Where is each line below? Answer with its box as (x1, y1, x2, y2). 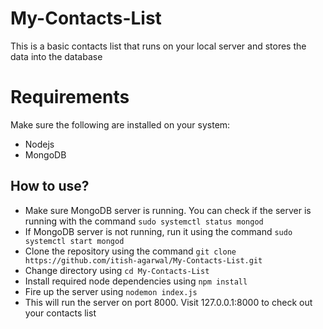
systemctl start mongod (24, 236, 125, 246)
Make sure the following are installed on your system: (10, 118, 231, 131)
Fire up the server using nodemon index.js (24, 285, 198, 297)
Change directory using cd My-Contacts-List (24, 264, 210, 276)
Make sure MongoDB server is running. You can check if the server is (24, 204, 312, 216)
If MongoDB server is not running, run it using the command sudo (24, 225, 293, 237)
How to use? (10, 178, 90, 195)
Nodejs (24, 138, 55, 150)
